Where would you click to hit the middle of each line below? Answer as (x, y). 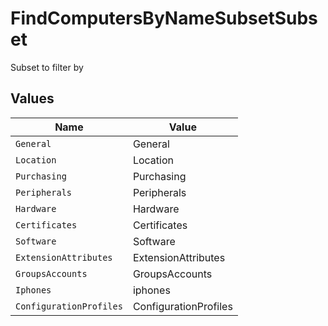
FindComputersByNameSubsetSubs (164, 18)
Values (32, 98)
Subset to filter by (47, 67)
